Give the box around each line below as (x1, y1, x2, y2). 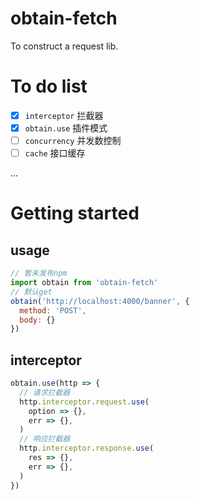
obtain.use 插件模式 (24, 122, 108, 134)
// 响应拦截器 (19, 434, 71, 444)
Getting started (10, 202, 140, 225)
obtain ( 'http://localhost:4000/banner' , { (10, 296, 190, 306)
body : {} (19, 315, 56, 325)
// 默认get (10, 287, 53, 297)
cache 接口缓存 (24, 147, 86, 159)
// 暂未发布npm (10, 268, 68, 279)
